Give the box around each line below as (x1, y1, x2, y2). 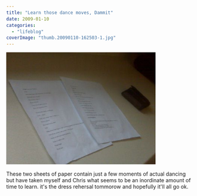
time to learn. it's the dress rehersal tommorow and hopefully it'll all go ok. (6, 183, 189, 191)
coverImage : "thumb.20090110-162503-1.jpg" (6, 35, 116, 41)
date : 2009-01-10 (6, 16, 50, 22)
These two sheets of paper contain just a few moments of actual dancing (6, 170, 186, 177)
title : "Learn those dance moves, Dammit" (6, 10, 113, 16)
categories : (6, 22, 36, 28)
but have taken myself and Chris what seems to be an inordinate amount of (6, 177, 191, 184)
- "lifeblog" (11, 29, 44, 35)
